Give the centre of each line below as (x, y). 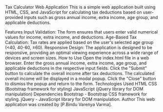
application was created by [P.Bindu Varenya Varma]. (59, 104)
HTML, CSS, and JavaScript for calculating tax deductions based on (73, 12)
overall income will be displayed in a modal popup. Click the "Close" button (81, 78)
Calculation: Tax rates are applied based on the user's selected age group (79, 42)
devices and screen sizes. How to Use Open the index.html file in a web (77, 58)
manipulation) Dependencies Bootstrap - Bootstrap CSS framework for (76, 94)
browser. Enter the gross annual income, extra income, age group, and (76, 63)
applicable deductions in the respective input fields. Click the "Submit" (76, 68)
